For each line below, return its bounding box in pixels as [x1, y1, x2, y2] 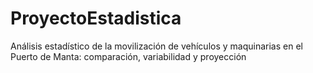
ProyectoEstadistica [10, 7, 182, 30]
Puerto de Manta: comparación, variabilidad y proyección [10, 50, 247, 62]
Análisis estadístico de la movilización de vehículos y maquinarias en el [10, 40, 303, 52]
